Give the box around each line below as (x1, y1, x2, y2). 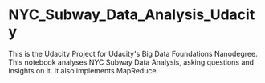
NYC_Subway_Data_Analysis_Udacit (8, 6, 255, 24)
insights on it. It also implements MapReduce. (8, 65, 159, 75)
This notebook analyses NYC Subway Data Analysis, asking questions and (8, 57, 255, 67)
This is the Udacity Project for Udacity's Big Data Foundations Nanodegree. (8, 49, 259, 58)
